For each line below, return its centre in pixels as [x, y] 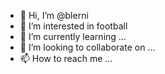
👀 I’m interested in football [73, 26]
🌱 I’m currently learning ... [73, 36]
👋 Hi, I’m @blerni [54, 15]
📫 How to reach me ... [66, 58]
